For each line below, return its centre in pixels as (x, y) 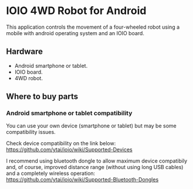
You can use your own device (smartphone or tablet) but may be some (92, 126)
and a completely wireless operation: (51, 173)
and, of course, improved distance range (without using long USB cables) (95, 167)
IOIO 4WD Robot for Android (76, 11)
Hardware (24, 52)
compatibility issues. (31, 132)
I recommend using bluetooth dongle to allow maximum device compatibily (97, 161)
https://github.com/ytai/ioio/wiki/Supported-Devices (70, 150)
